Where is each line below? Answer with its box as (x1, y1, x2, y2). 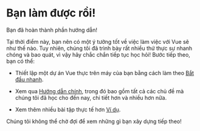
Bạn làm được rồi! (6, 6, 96, 20)
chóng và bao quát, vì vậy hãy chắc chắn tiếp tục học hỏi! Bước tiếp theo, (6, 51, 190, 58)
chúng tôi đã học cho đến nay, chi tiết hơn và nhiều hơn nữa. (15, 94, 167, 101)
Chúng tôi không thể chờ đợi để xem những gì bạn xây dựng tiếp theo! (6, 118, 182, 125)
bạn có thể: (6, 57, 35, 65)
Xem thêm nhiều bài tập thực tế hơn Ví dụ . (15, 105, 121, 113)
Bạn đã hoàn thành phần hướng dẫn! (6, 26, 97, 34)
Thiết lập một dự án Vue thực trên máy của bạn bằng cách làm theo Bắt (15, 69, 195, 76)
